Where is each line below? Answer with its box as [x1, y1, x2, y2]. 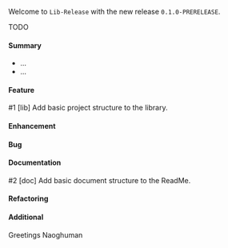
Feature [8, 85, 34, 94]
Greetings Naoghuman [8, 230, 83, 239]
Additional [8, 212, 44, 222]
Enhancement [8, 122, 56, 130]
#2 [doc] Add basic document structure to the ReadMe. [8, 175, 191, 185]
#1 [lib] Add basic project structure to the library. [8, 103, 168, 113]
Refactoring [8, 194, 49, 203]
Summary [8, 40, 42, 50]
